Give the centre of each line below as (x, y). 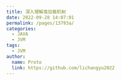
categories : (21, 29)
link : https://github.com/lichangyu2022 (63, 68)
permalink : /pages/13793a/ (40, 23)
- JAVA (20, 34)
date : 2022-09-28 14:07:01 (40, 17)
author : (16, 57)
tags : (13, 46)
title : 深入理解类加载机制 (36, 12)
